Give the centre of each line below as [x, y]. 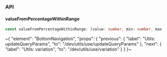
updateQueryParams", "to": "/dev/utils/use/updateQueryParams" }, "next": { [83, 44]
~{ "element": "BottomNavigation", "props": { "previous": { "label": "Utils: [80, 39]
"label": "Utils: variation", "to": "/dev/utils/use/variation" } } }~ [68, 49]
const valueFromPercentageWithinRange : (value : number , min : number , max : [85, 29]
